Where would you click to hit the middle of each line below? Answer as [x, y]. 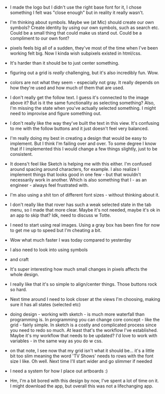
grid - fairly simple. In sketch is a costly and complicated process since [83, 325]
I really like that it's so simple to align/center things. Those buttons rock [83, 284]
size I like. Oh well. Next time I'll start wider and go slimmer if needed [81, 361]
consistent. [21, 154]
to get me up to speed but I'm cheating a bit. [55, 230]
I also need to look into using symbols [49, 250]
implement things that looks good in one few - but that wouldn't [75, 174]
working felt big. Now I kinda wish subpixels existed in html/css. [76, 53]
